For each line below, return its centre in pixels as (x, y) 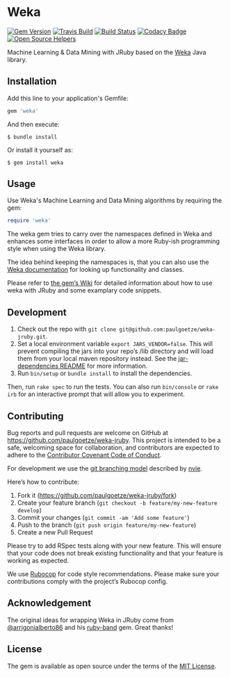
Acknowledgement (49, 603)
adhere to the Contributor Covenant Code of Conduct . (84, 455)
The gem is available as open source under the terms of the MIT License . (112, 666)
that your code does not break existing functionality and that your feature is (115, 553)
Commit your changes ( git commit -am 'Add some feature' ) (103, 517)
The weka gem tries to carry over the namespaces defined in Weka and (109, 234)
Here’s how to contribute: (43, 482)
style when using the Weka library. (57, 249)
